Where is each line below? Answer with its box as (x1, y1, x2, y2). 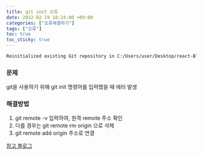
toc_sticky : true (6, 37, 50, 43)
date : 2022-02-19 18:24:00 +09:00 (6, 14, 94, 20)
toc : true (6, 31, 31, 37)
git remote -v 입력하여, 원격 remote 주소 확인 (14, 115, 123, 122)
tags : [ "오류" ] (6, 25, 42, 32)
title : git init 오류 (6, 8, 59, 15)
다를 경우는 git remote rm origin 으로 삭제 (14, 122, 115, 129)
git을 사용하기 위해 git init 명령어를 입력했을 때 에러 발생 (6, 84, 137, 91)
